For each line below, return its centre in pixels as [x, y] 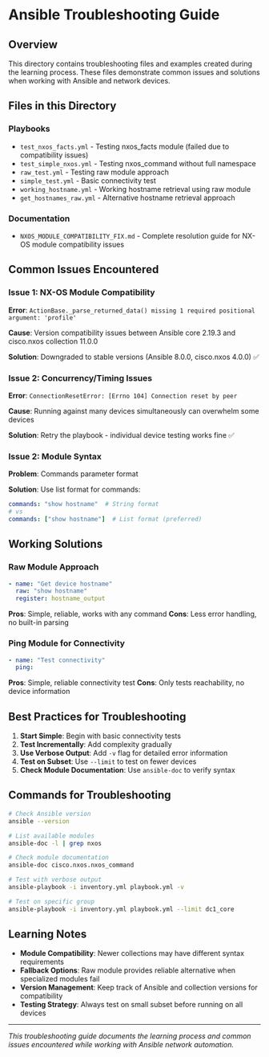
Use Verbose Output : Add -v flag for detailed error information [124, 753]
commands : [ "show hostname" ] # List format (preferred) [105, 520]
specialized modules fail [60, 979]
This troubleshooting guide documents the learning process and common [130, 1036]
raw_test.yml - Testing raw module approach [94, 172]
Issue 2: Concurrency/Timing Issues [80, 377]
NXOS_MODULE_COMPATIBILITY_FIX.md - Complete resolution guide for [130, 235]
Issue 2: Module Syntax [55, 456]
